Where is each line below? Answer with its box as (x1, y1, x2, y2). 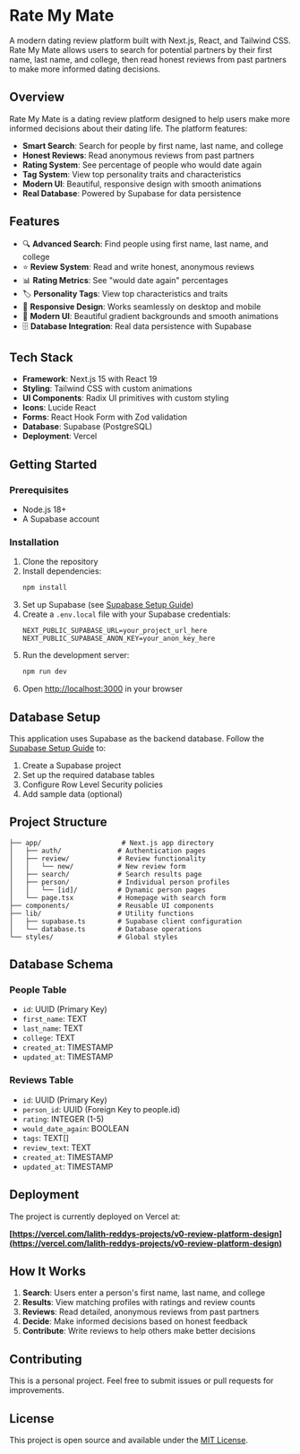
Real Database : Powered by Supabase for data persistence (21, 187, 242, 198)
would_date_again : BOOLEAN (21, 1122, 130, 1134)
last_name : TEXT (21, 1023, 83, 1034)
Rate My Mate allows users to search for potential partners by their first (9, 44, 273, 55)
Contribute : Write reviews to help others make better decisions (21, 1326, 256, 1337)
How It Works (9, 1263, 87, 1278)
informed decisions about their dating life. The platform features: (9, 123, 248, 134)
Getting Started (9, 456, 98, 472)
